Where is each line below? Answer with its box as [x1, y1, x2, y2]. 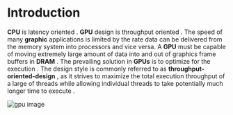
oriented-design [7, 71, 56, 80]
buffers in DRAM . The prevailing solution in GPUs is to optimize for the [7, 57, 211, 65]
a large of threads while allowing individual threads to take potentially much [7, 79, 224, 87]
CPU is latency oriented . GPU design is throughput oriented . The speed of [7, 28, 223, 36]
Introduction [7, 5, 81, 21]
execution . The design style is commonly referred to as [7, 64, 167, 73]
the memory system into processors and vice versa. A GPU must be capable [7, 42, 226, 51]
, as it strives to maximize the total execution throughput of [56, 71, 225, 80]
